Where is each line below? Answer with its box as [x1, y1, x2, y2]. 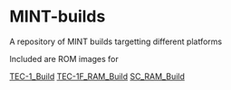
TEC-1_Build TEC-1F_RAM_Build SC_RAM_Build [9, 70, 186, 82]
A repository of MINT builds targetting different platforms [9, 36, 223, 47]
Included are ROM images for [9, 53, 120, 64]
